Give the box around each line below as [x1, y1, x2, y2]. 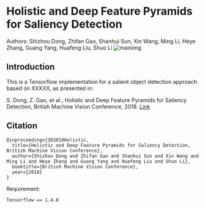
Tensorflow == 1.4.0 [6, 197, 60, 203]
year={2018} [12, 169, 43, 175]
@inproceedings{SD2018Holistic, [6, 136, 89, 143]
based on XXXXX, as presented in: [6, 84, 94, 92]
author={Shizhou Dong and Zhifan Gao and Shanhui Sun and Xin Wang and [12, 153, 199, 159]
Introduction [6, 62, 55, 72]
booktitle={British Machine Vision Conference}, [12, 163, 139, 169]
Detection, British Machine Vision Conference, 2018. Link [6, 103, 150, 110]
